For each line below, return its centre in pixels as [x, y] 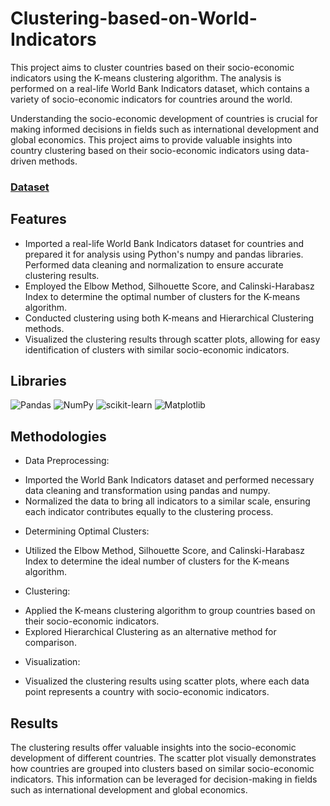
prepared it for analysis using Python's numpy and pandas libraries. [164, 254]
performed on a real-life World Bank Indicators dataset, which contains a [160, 88]
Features [38, 219]
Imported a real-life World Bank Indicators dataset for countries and [164, 243]
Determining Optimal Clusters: [87, 531]
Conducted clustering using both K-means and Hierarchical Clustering [169, 318]
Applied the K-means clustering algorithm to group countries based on [170, 611]
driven [23, 161]
